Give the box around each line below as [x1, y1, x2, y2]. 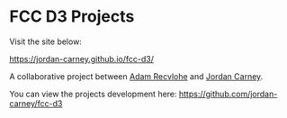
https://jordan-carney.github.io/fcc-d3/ [9, 53, 155, 64]
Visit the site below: [9, 36, 83, 47]
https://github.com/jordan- [178, 88, 278, 99]
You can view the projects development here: [9, 88, 177, 99]
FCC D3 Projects [9, 6, 135, 27]
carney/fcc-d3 [9, 97, 63, 109]
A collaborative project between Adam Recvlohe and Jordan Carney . [9, 70, 264, 82]
